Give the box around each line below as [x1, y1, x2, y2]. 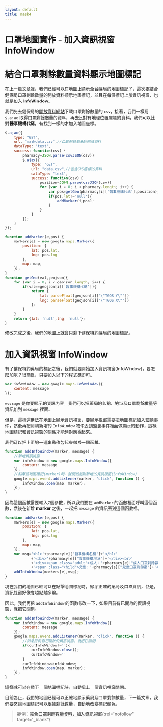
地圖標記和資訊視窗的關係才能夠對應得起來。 [5, 429, 95, 435]
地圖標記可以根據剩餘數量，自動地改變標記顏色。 [21, 701, 120, 707]
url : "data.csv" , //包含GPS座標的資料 [31, 166, 102, 171]
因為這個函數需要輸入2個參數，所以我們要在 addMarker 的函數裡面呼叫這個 [5, 499, 153, 505]
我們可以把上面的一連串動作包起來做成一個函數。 [5, 439, 103, 445]
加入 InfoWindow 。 [13, 98, 52, 104]
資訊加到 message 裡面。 [5, 406, 52, 412]
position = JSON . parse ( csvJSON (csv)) [39, 180, 112, 185]
